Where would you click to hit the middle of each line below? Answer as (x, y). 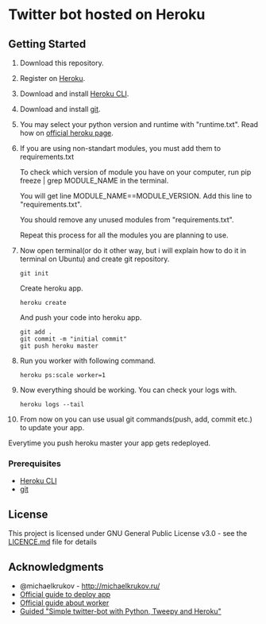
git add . (36, 332)
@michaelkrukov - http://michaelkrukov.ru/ (90, 586)
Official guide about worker (64, 603)
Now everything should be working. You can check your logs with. (128, 390)
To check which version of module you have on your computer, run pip (135, 172)
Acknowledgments (56, 566)
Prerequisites (35, 464)
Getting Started (47, 44)
